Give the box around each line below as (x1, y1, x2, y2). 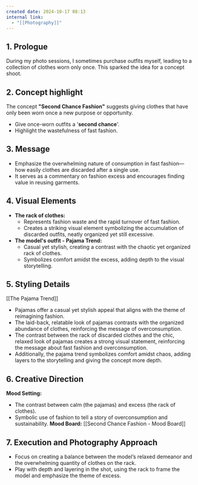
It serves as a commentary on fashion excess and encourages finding (14, 173, 185, 180)
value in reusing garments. (14, 178, 80, 186)
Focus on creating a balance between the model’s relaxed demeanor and (14, 453, 193, 460)
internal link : (6, 14, 44, 20)
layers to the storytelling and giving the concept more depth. (14, 357, 163, 364)
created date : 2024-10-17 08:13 (6, 8, 86, 15)
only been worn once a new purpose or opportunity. (6, 109, 133, 116)
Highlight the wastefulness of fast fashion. (14, 127, 118, 134)
